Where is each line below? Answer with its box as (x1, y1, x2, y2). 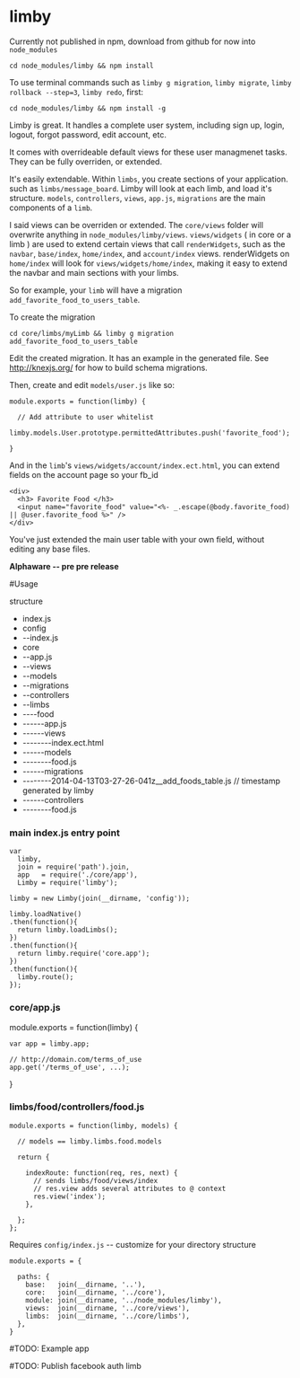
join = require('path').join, (17, 862, 130, 872)
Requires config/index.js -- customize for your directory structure (9, 1239, 257, 1250)
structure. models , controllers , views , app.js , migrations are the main (9, 192, 266, 203)
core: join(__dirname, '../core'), (25, 1287, 167, 1297)
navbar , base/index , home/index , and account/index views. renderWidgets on (9, 248, 290, 259)
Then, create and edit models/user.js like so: (9, 379, 175, 390)
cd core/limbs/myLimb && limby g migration (9, 329, 175, 338)
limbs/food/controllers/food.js (9, 1100, 145, 1113)
